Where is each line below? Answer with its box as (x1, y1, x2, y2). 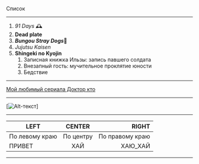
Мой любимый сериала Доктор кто (6, 86, 96, 92)
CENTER (66, 123, 90, 130)
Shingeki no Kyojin (14, 50, 62, 57)
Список (6, 5, 25, 12)
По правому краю (98, 133, 150, 140)
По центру (63, 133, 93, 140)
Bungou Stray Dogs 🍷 (14, 37, 68, 44)
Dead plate (14, 31, 43, 38)
